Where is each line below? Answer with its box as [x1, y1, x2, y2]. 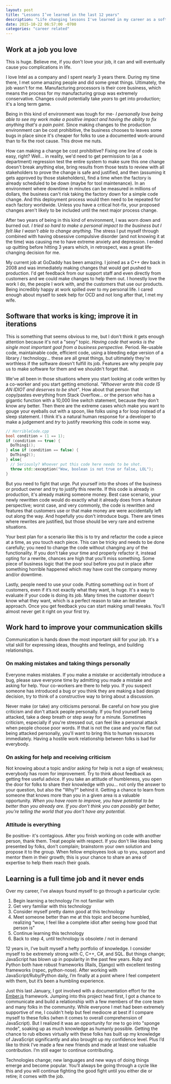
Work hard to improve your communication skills [6, 623, 163, 631]
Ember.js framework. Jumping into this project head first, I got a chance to [6, 993, 161, 1000]
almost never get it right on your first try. [6, 608, 90, 614]
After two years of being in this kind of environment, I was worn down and [6, 217, 160, 223]
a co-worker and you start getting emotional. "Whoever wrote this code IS [6, 381, 160, 387]
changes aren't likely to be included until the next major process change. [6, 207, 158, 213]
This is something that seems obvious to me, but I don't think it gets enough [6, 333, 164, 339]
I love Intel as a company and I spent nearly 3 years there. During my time [6, 74, 160, 80]
